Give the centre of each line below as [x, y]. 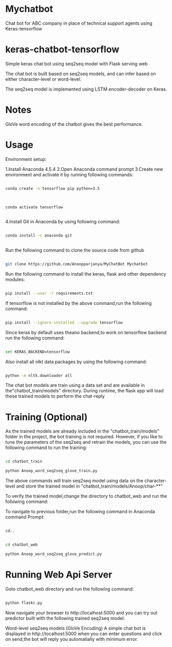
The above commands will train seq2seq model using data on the [74, 481]
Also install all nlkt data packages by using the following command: [76, 362]
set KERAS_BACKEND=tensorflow [38, 352]
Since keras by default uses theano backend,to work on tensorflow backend [86, 332]
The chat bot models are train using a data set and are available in [75, 385]
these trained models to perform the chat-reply [55, 396]
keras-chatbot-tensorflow [62, 50]
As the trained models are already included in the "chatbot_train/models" [82, 431]
